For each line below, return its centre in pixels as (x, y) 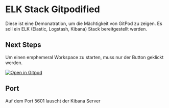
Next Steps (23, 45)
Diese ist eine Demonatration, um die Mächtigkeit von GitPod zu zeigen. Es (84, 23)
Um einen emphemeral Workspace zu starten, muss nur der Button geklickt (84, 57)
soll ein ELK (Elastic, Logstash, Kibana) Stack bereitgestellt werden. (76, 29)
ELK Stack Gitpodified (53, 9)
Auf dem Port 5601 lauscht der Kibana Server (53, 101)
